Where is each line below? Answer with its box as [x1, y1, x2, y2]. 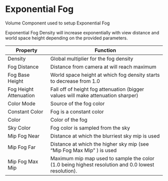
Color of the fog [50, 116, 87, 123]
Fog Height [7, 86, 34, 93]
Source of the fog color [50, 100, 105, 107]
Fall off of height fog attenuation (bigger [50, 86, 144, 93]
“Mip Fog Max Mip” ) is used [50, 147, 117, 154]
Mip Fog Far [7, 144, 36, 151]
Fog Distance [7, 63, 39, 70]
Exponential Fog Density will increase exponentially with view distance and [5, 29, 159, 35]
